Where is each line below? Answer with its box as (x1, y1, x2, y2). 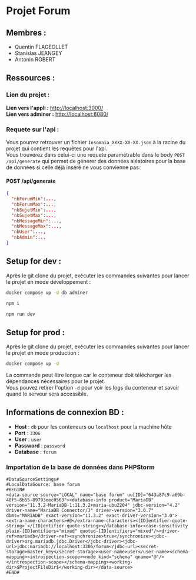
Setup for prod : (6, 327, 65, 338)
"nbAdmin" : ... (11, 235, 46, 241)
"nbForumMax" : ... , (11, 201, 57, 208)
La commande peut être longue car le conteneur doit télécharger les (6, 371, 172, 379)
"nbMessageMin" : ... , (11, 218, 62, 224)
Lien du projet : (6, 90, 50, 99)
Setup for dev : (6, 256, 62, 267)
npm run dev (6, 311, 35, 317)
